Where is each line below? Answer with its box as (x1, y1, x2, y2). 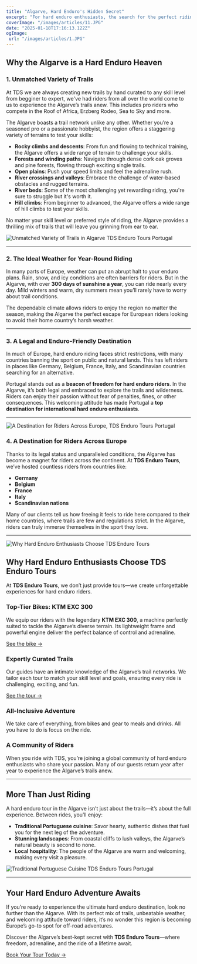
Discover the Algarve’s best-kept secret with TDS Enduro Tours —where (6, 933, 180, 941)
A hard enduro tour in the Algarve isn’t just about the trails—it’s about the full (6, 805, 191, 812)
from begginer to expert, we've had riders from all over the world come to (6, 95, 184, 102)
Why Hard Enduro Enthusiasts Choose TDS (6, 557, 167, 567)
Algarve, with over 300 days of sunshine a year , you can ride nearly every (6, 280, 187, 287)
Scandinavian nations (14, 499, 69, 506)
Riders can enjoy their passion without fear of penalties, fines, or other (6, 393, 176, 400)
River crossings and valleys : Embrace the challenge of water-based (14, 174, 181, 181)
